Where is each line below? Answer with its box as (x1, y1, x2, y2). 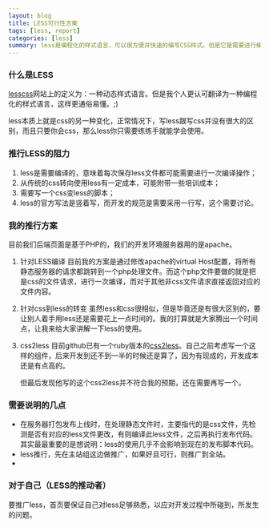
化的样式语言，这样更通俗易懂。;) (8, 99, 118, 109)
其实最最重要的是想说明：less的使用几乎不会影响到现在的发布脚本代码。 (19, 440, 259, 449)
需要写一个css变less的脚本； (19, 187, 115, 197)
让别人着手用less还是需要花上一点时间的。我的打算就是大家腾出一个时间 (19, 314, 259, 324)
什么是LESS (8, 70, 54, 81)
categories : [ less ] (8, 34, 74, 42)
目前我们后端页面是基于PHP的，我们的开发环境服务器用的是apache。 (8, 239, 237, 249)
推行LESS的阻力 (8, 148, 70, 159)
